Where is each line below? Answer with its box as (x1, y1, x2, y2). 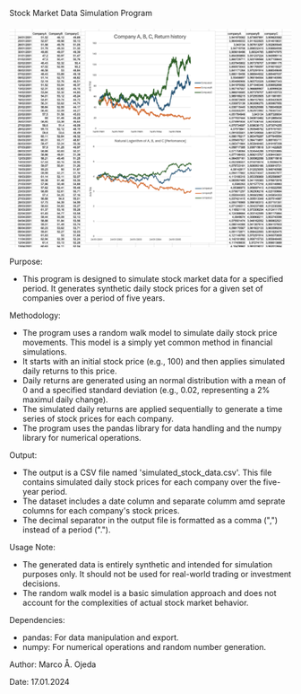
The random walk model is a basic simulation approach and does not (21, 587, 277, 598)
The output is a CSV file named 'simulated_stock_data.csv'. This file (21, 467, 272, 478)
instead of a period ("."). (21, 524, 111, 535)
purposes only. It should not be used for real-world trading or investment (21, 568, 292, 579)
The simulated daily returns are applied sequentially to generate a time (21, 403, 283, 414)
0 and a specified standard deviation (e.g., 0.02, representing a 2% (21, 384, 271, 395)
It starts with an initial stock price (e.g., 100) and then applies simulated (21, 356, 285, 366)
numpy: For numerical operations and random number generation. (21, 641, 267, 652)
